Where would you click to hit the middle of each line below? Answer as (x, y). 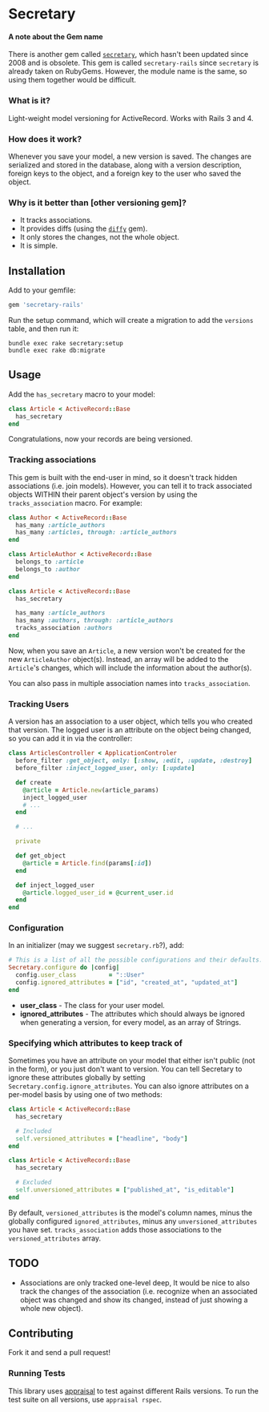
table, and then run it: (44, 329)
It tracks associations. (56, 220)
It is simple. (39, 246)
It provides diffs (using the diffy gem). (84, 228)
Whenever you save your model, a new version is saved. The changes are (130, 156)
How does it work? (45, 139)
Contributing (41, 1334)
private (28, 841)
